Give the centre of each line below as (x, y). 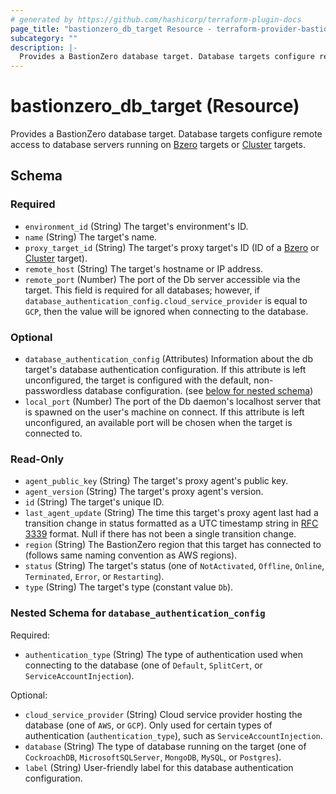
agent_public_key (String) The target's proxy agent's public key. (156, 481)
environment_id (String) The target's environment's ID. (136, 226)
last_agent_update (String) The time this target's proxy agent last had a (171, 513)
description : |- (44, 47)
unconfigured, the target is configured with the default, (138, 380)
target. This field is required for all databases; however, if (142, 290)
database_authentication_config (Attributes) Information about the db (168, 359)
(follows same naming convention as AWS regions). (131, 555)
